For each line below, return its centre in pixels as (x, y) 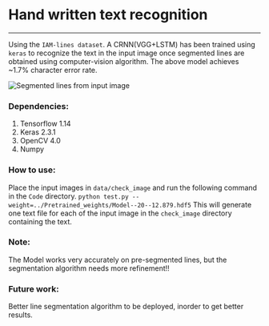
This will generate (223, 204)
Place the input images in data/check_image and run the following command (133, 187)
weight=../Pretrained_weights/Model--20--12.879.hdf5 (100, 205)
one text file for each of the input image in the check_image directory (120, 213)
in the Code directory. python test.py (69, 196)
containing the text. (40, 221)
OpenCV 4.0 (40, 141)
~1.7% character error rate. (53, 70)
